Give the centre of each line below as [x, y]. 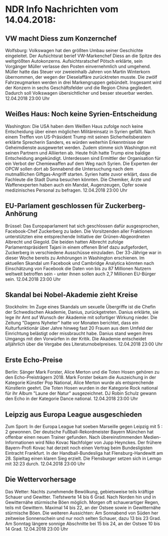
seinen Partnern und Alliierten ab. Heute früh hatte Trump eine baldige [78, 153]
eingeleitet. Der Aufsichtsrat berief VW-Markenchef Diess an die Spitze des [83, 56]
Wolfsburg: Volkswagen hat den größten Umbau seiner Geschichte [74, 50]
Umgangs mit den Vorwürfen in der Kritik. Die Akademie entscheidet [76, 339]
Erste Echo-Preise [34, 360]
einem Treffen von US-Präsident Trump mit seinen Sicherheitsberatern [78, 137]
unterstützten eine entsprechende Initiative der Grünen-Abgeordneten [77, 236]
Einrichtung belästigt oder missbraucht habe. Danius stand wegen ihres [79, 333]
